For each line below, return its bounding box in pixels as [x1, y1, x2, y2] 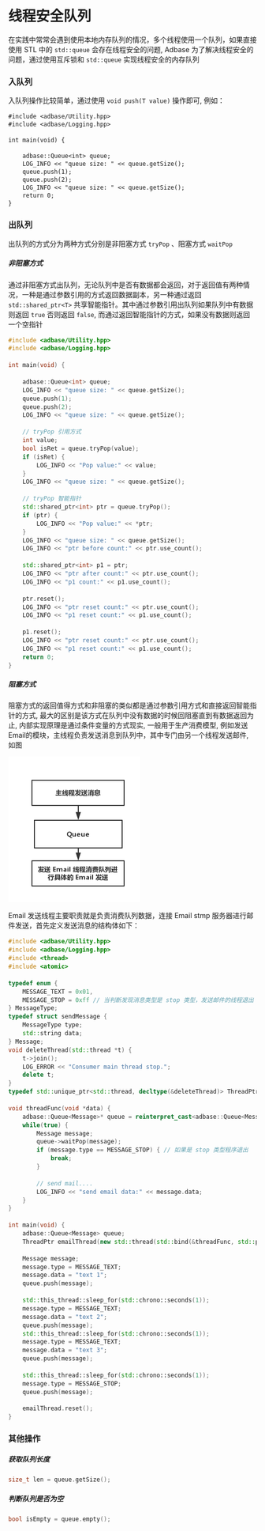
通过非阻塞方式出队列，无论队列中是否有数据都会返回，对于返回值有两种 [8, 280, 243, 289]
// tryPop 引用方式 [22, 428, 81, 436]
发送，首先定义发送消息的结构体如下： [14, 920, 140, 930]
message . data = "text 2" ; [22, 1313, 108, 1321]
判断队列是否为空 [8, 1494, 64, 1503]
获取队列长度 [8, 1454, 50, 1464]
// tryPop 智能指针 [22, 495, 81, 503]
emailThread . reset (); [22, 1404, 93, 1412]
